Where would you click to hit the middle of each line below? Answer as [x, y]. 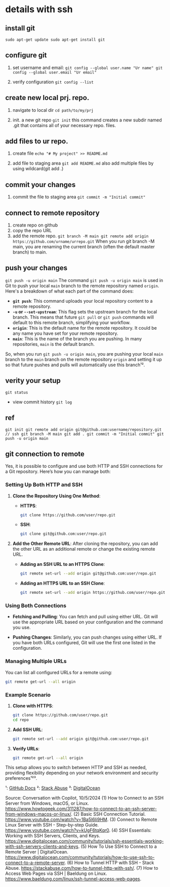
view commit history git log [42, 402]
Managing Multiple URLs [36, 661]
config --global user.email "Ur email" [55, 72]
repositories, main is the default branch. [54, 344]
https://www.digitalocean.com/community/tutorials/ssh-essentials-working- [84, 841]
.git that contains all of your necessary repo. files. [64, 125]
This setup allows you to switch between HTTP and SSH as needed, [76, 768]
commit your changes [40, 185]
